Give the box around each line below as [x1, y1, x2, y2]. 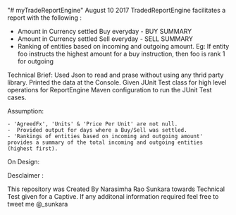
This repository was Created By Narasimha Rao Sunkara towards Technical [7, 185, 225, 193]
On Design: [7, 158, 40, 166]
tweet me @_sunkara [7, 200, 68, 208]
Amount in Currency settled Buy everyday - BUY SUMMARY [17, 27, 192, 35]
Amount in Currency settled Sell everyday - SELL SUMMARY [17, 35, 194, 43]
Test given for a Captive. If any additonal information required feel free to [7, 192, 219, 200]
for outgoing [17, 57, 54, 66]
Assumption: [7, 107, 44, 115]
